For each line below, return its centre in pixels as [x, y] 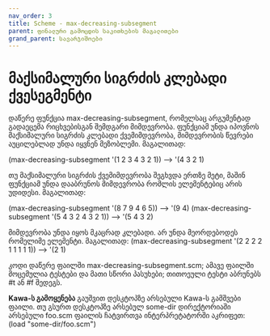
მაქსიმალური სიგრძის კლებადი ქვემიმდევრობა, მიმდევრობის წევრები [131, 135]
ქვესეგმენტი [50, 96]
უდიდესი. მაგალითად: [47, 193]
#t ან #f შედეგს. [36, 283]
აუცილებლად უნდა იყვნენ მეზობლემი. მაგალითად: [97, 144]
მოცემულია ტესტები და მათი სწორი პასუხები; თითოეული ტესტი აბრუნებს [135, 274]
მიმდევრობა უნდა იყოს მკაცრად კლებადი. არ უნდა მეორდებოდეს [123, 232]
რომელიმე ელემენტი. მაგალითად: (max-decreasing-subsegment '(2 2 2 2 [135, 241]
